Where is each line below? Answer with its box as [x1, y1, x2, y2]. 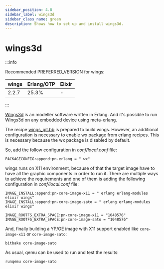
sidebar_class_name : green [5, 16, 61, 21]
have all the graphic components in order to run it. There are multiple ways [5, 171, 159, 177]
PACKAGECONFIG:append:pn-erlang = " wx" [5, 157, 91, 162]
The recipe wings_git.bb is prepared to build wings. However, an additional [5, 127, 159, 133]
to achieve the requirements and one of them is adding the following [5, 176, 146, 182]
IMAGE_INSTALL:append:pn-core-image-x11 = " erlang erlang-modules [5, 191, 149, 196]
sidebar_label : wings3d [5, 12, 55, 17]
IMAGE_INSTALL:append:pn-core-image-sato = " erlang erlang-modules [5, 200, 151, 205]
